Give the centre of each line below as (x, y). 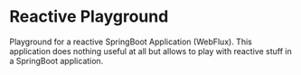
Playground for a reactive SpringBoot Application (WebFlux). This (131, 42)
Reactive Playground (89, 17)
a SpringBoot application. (56, 61)
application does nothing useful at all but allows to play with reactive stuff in (150, 51)
